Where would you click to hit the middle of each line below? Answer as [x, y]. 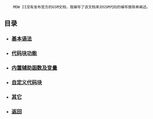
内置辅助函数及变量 [34, 68]
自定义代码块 [26, 82]
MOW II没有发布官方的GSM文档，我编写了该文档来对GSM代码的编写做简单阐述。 [82, 7]
